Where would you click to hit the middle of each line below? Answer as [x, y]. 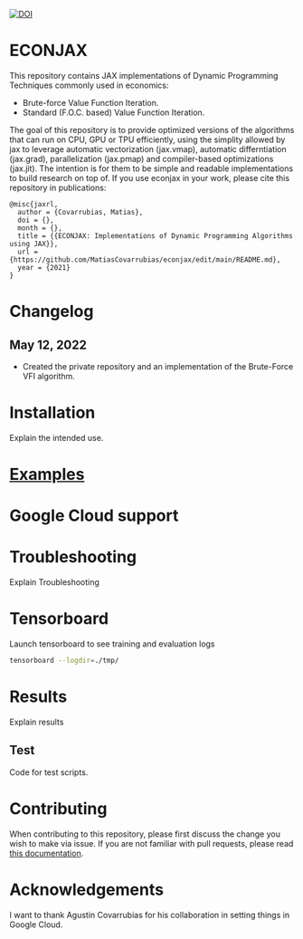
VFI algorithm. [48, 376]
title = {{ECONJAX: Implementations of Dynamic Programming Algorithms [156, 235]
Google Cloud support [94, 516]
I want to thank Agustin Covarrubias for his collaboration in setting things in [150, 915]
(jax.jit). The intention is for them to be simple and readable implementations [151, 168]
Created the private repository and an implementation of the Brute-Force [158, 366]
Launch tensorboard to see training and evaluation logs [112, 644]
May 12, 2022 [48, 345]
